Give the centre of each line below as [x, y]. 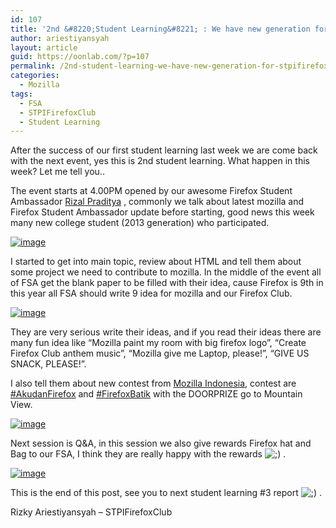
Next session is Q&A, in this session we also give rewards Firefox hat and [161, 443]
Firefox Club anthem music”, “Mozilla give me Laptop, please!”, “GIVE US [160, 353]
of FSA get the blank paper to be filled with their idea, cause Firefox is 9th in [167, 283]
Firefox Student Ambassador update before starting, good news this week [162, 212]
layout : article [44, 47]
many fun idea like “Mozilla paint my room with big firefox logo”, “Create [158, 343]
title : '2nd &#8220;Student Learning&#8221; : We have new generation [160, 29]
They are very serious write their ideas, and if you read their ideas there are [166, 332]
